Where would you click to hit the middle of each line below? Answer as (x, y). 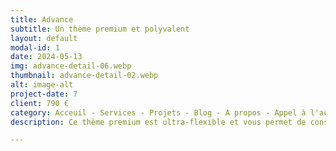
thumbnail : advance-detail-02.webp (84, 76)
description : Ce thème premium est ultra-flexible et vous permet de (158, 122)
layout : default (44, 38)
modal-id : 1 (35, 47)
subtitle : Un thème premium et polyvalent (100, 29)
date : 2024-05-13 (46, 57)
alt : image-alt (42, 85)
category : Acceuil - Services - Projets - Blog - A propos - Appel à (158, 112)
